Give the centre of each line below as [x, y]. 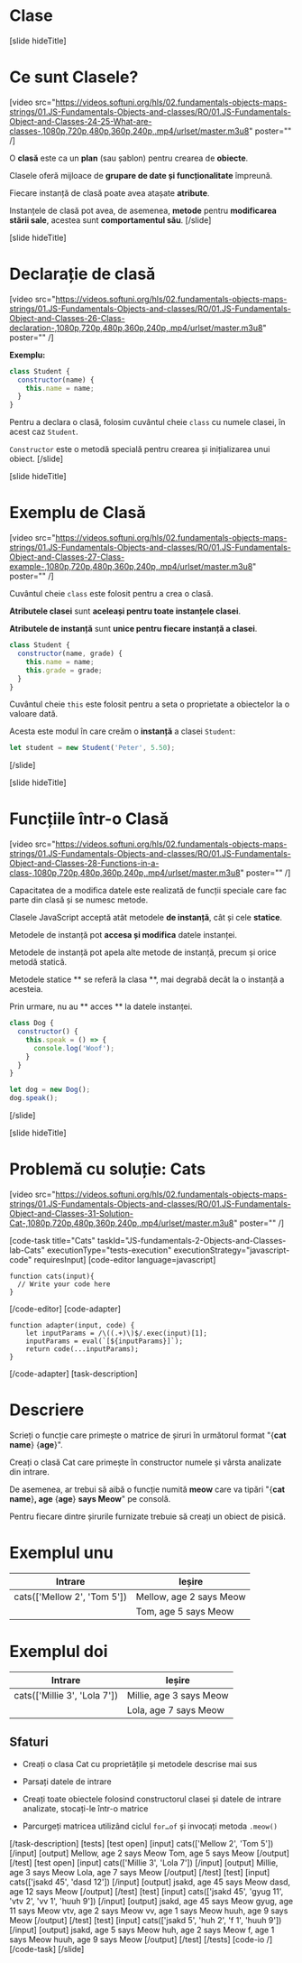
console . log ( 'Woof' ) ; [74, 1048]
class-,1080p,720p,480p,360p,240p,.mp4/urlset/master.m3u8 [125, 873]
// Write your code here [64, 1284]
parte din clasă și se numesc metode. [79, 900]
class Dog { [32, 1023]
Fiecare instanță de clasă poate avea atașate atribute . [110, 193]
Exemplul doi [59, 1652]
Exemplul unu [62, 1553]
